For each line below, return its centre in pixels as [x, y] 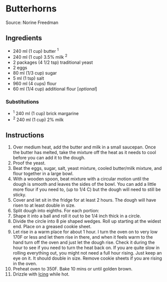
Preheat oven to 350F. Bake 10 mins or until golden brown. [73, 269]
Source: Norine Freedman [32, 22]
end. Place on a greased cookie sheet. [52, 227]
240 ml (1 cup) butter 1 [36, 50]
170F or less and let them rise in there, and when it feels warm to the [83, 237]
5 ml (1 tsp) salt [28, 78]
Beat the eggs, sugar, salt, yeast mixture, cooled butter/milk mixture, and [87, 168]
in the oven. [25, 264]
